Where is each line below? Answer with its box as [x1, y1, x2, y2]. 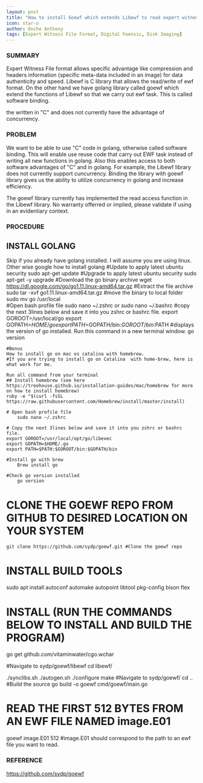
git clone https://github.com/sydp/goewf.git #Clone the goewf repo [6, 544, 182, 550]
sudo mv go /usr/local [6, 296, 61, 303]
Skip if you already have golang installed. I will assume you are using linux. [6, 257, 192, 264]
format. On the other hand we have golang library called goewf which [6, 84, 179, 91]
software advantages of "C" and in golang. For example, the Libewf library [6, 163, 192, 171]
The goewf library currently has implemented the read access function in [6, 194, 188, 201]
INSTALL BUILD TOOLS [6, 564, 123, 577]
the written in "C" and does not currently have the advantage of [6, 109, 165, 116]
